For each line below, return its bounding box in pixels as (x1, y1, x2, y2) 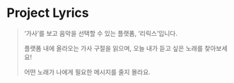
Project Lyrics (6, 5, 89, 21)
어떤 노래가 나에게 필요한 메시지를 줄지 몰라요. (23, 68, 151, 76)
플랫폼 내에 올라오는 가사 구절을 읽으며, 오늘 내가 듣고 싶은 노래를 (23, 44, 203, 52)
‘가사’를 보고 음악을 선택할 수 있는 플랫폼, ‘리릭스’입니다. (23, 29, 178, 37)
